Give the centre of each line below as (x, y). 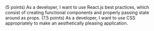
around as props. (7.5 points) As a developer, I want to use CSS (70, 18)
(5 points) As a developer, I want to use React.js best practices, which (77, 7)
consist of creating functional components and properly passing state (77, 12)
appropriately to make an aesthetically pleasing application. (67, 23)
